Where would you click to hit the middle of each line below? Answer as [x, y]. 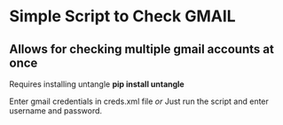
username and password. [56, 111]
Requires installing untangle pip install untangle [97, 84]
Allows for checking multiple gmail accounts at [142, 49]
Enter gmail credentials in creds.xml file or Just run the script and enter [139, 101]
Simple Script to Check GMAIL [123, 16]
